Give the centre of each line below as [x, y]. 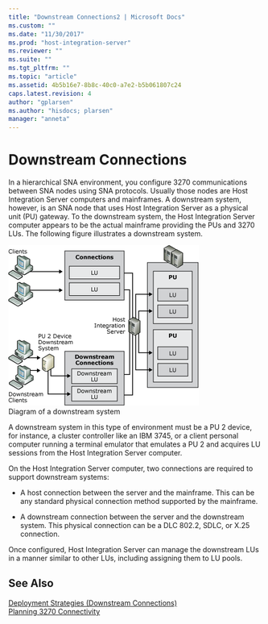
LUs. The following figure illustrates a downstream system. [106, 234]
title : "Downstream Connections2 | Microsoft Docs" [97, 17]
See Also [31, 583]
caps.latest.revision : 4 [50, 94]
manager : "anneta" [39, 119]
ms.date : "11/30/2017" [46, 34]
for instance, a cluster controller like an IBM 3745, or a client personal [124, 436]
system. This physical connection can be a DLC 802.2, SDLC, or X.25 [135, 526]
